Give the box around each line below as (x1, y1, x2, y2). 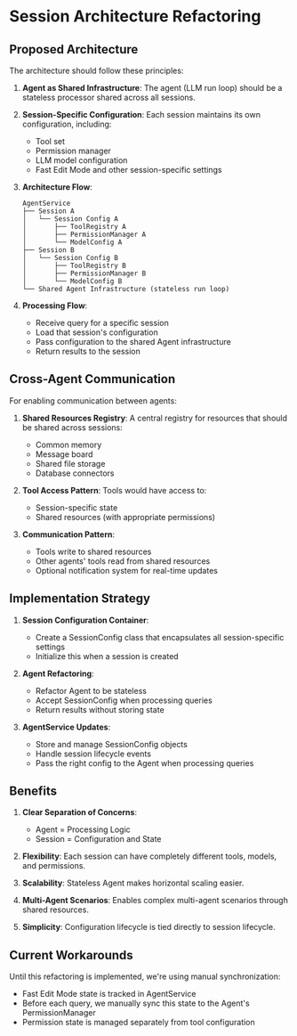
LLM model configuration (35, 155, 128, 166)
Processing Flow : (21, 300, 88, 311)
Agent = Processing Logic (35, 824, 131, 835)
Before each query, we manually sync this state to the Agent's (21, 998, 251, 1008)
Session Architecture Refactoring (9, 6, 261, 27)
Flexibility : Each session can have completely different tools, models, (21, 851, 277, 861)
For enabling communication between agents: (9, 395, 178, 406)
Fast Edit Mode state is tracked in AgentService (21, 989, 197, 999)
